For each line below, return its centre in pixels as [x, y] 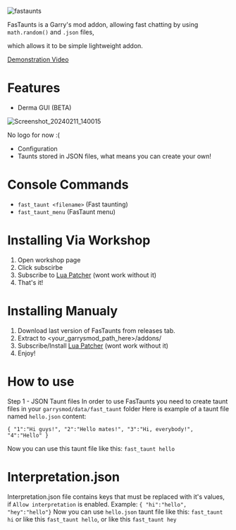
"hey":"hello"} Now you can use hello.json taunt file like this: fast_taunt [115, 512]
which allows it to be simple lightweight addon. [75, 46]
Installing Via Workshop [79, 241]
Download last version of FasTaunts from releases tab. [97, 330]
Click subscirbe [40, 267]
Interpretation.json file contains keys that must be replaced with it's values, [116, 496]
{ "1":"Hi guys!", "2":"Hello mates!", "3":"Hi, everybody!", [100, 429]
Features [34, 88]
